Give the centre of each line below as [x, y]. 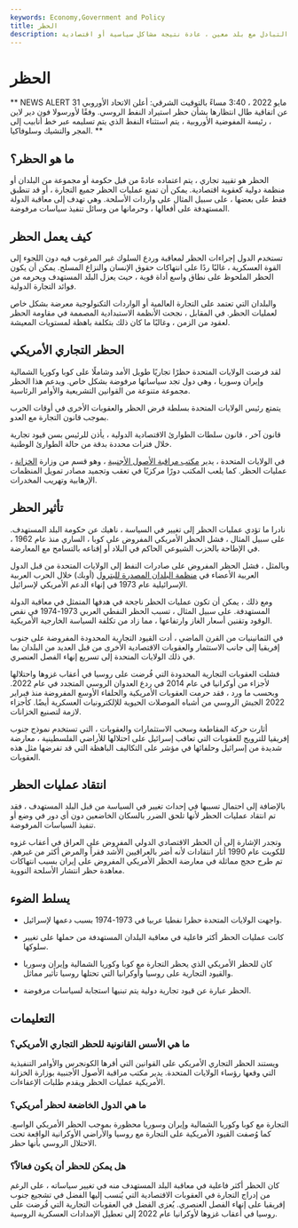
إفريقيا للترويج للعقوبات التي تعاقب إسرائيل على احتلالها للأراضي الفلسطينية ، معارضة [150, 738]
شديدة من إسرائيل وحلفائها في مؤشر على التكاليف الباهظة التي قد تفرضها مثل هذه [146, 747]
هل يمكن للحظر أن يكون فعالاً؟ [68, 1167]
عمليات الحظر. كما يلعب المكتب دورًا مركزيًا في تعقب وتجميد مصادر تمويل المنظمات [149, 470]
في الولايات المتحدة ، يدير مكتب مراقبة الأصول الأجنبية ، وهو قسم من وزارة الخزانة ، [148, 461]
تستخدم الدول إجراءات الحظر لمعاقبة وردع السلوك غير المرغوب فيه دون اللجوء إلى [146, 258]
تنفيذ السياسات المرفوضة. [53, 825]
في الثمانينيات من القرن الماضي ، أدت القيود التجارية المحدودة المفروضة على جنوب [147, 637]
